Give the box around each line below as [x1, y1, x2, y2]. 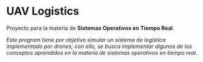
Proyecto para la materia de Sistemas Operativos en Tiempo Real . [6, 24, 174, 32]
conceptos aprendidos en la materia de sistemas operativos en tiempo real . [6, 49, 197, 56]
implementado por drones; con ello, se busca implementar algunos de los [6, 43, 193, 50]
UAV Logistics [6, 4, 79, 18]
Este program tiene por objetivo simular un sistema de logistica [6, 36, 166, 43]
